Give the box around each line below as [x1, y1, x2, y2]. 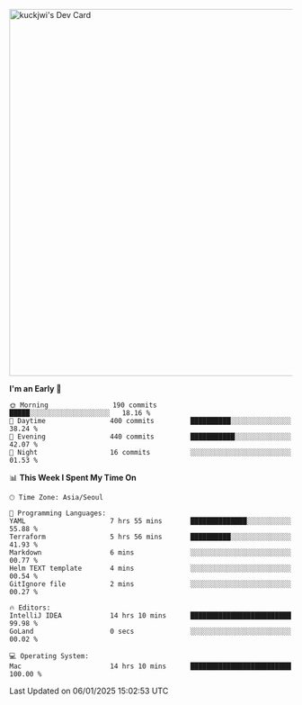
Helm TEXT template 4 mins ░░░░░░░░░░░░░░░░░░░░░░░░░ [9, 564, 292, 573]
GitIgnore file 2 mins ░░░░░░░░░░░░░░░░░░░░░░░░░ [9, 580, 292, 589]
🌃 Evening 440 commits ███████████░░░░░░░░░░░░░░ [9, 432, 292, 441]
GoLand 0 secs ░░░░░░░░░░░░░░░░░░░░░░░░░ [9, 627, 292, 636]
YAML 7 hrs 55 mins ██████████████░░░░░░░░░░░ [9, 517, 292, 526]
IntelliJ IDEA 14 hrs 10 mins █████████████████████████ [9, 611, 292, 620]
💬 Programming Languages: [9, 509, 106, 518]
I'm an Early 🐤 [9, 384, 62, 393]
